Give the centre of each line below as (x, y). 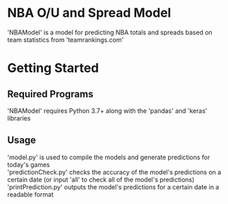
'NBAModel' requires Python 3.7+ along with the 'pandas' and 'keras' (107, 111)
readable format (31, 194)
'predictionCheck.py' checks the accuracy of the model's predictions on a (114, 172)
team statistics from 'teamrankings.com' (66, 39)
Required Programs (50, 94)
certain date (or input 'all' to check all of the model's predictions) (101, 179)
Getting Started (53, 68)
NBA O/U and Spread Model (89, 13)
